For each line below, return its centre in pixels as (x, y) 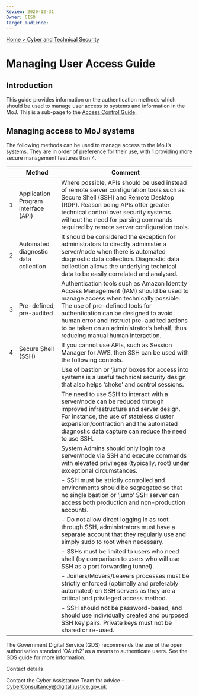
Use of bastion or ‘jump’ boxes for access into (125, 370)
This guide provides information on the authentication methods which (91, 100)
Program (31, 201)
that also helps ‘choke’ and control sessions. (123, 385)
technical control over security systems (116, 213)
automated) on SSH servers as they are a (118, 591)
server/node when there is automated (113, 252)
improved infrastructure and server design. (121, 409)
